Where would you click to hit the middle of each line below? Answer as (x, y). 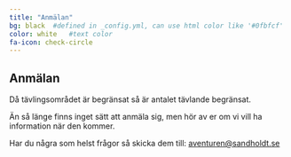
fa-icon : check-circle (51, 42)
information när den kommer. (62, 126)
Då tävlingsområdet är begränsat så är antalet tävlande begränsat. (130, 99)
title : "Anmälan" (41, 17)
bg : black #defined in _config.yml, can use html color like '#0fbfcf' (146, 26)
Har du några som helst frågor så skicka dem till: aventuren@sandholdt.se (145, 144)
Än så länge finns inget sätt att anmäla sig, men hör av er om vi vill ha (136, 117)
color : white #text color (61, 34)
